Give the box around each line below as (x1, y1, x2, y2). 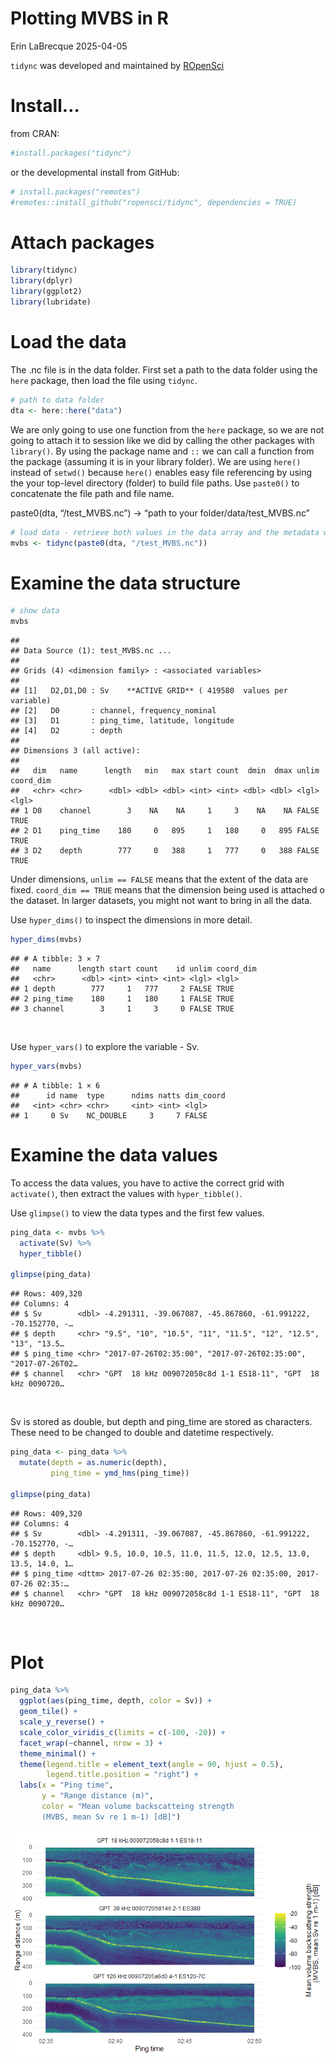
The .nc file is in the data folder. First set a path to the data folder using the (10, 363, 318, 376)
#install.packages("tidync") (10, 148, 132, 158)
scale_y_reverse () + (19, 1717, 105, 1727)
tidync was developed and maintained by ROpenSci (10, 59, 225, 71)
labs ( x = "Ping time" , (19, 1780, 114, 1791)
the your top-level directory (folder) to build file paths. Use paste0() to (10, 477, 300, 489)
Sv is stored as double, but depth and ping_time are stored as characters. (10, 1416, 313, 1428)
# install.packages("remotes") (10, 187, 141, 197)
